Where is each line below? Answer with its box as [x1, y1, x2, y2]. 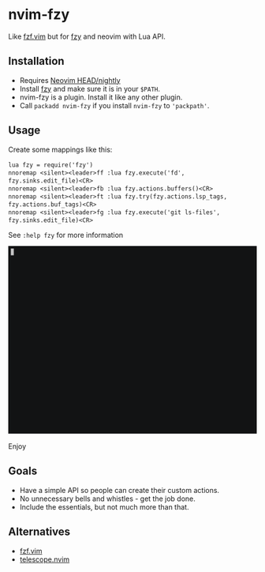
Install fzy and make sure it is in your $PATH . [19, 84, 160, 93]
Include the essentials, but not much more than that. [19, 502, 189, 511]
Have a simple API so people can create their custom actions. [19, 485, 219, 495]
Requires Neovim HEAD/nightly [19, 75, 121, 85]
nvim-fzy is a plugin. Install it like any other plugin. [19, 92, 183, 102]
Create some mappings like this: [8, 145, 113, 154]
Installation [8, 55, 65, 68]
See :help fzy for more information [8, 230, 124, 239]
